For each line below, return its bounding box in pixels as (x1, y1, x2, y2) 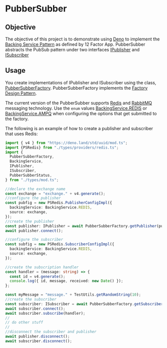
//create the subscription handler (5, 265, 79, 270)
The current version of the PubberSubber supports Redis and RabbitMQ (5, 100, 153, 106)
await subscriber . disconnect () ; (5, 339, 72, 344)
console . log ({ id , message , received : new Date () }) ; (9, 279, 123, 284)
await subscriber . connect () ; (5, 306, 66, 311)
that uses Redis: (5, 131, 38, 137)
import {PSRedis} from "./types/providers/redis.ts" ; (5, 145, 119, 150)
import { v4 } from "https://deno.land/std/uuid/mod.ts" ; (5, 140, 128, 145)
